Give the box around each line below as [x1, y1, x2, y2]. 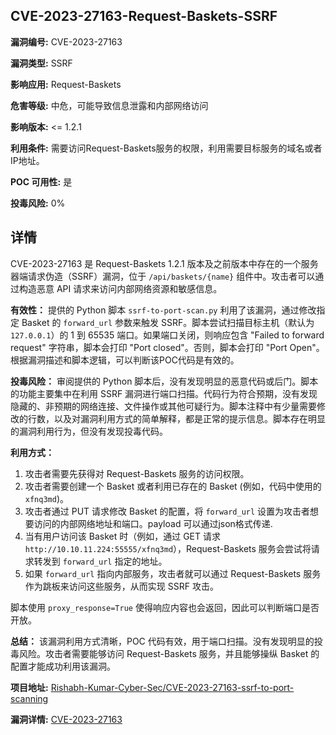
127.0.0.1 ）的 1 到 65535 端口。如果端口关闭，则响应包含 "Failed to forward [10, 329, 325, 341]
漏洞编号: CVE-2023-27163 [10, 35, 123, 48]
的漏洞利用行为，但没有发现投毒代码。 [10, 425, 168, 437]
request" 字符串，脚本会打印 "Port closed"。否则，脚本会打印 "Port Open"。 [10, 341, 325, 353]
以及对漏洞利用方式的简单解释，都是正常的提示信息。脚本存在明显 [53, 412, 326, 424]
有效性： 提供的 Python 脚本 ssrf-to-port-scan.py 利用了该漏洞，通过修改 [10, 304, 317, 316]
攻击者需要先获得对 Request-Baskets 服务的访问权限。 [24, 467, 250, 479]
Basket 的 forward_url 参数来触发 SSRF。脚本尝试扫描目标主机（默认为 [21, 316, 315, 328]
